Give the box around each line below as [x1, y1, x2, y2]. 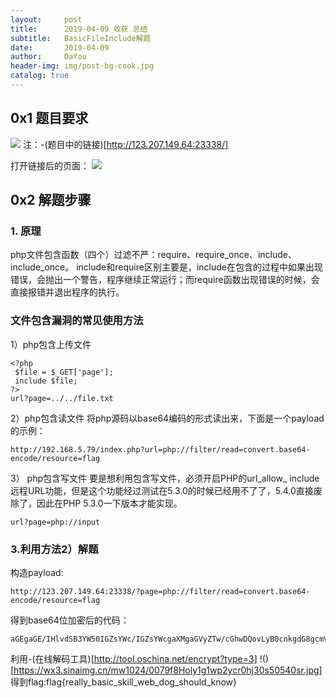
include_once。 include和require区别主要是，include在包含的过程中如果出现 [10, 261, 323, 273]
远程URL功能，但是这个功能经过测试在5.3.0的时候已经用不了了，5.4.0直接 [10, 484, 314, 496]
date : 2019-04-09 [10, 42, 110, 53]
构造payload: [10, 566, 64, 578]
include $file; [14, 376, 78, 386]
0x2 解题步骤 [10, 192, 92, 209]
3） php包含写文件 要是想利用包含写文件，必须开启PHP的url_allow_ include [10, 472, 320, 484]
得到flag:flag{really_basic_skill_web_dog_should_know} [10, 676, 238, 688]
